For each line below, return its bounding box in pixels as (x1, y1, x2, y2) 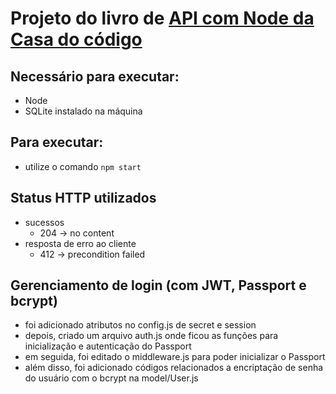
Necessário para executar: (10, 68, 180, 85)
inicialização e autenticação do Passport (24, 340, 192, 352)
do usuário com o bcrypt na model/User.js (24, 372, 199, 384)
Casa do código (10, 28, 143, 51)
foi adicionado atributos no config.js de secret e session (24, 319, 257, 331)
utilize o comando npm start (24, 160, 142, 172)
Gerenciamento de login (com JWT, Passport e (10, 277, 307, 294)
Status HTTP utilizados (10, 190, 157, 207)
